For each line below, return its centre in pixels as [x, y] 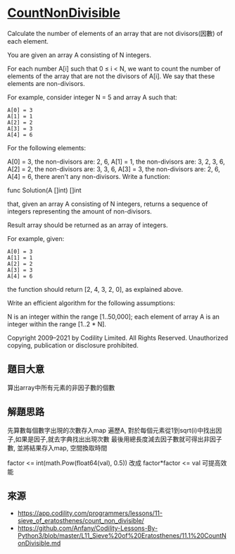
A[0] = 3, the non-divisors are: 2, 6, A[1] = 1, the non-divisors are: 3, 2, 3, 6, [116, 161]
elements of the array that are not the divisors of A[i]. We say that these [111, 76]
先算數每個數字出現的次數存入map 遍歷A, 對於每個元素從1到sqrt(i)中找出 [112, 430]
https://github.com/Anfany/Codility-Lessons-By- [88, 528]
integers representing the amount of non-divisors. [80, 211]
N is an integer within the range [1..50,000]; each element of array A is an [114, 316]
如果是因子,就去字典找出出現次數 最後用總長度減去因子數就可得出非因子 [119, 439]
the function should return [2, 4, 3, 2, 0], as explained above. [95, 289]
